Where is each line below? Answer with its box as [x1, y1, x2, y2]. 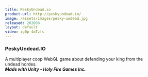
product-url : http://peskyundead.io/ [5, 12, 82, 16]
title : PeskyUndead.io [5, 7, 51, 12]
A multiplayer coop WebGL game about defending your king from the [5, 56, 143, 62]
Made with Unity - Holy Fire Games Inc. [5, 66, 86, 72]
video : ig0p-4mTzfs [5, 29, 45, 34]
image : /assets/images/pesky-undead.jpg [5, 16, 88, 21]
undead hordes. [5, 61, 37, 67]
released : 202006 [5, 20, 40, 26]
